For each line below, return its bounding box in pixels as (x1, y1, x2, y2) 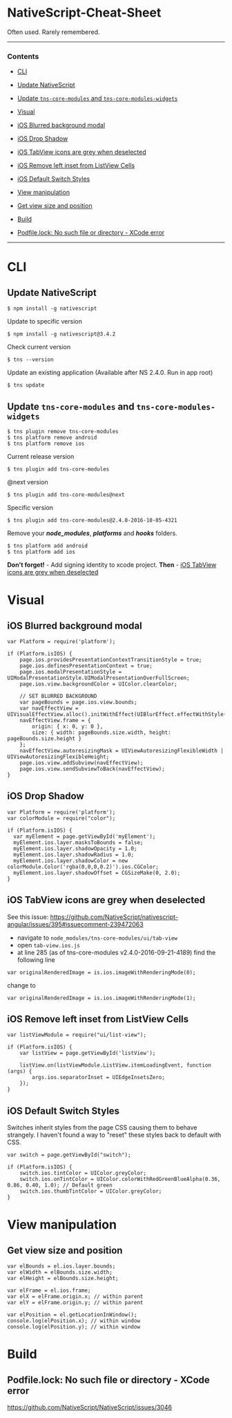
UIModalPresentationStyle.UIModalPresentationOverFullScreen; (7, 674, 190, 682)
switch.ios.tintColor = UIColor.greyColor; (19, 1170, 147, 1177)
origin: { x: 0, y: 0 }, (32, 723, 104, 730)
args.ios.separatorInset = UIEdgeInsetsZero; (32, 1074, 166, 1081)
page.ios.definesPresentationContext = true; (19, 663, 153, 669)
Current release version (7, 453, 75, 461)
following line (17, 955, 55, 964)
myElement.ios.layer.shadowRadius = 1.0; (13, 851, 135, 858)
